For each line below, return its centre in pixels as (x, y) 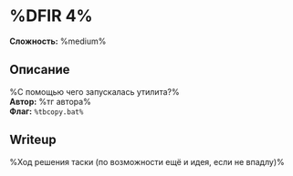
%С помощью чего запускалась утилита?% (94, 91)
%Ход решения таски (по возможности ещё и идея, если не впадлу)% (147, 161)
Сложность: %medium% (58, 41)
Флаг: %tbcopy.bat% (47, 111)
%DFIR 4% (51, 16)
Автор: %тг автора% (50, 101)
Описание (40, 70)
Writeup (33, 140)
